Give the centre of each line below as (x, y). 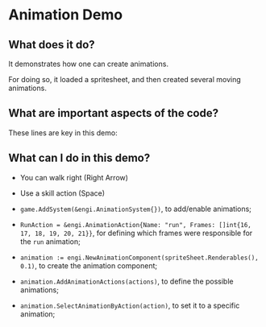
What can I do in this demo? (79, 158)
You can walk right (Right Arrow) (74, 177)
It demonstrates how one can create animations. (89, 64)
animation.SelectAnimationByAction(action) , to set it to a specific (130, 305)
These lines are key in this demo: (63, 132)
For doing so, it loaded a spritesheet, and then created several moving (125, 79)
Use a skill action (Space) (62, 193)
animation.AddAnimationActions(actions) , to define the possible (127, 281)
